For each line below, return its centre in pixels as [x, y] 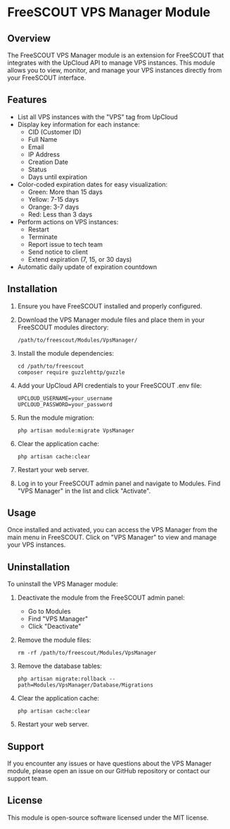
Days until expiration [58, 176]
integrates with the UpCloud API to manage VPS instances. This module [111, 63]
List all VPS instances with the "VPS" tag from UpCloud [97, 116]
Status [37, 169]
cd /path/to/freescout [51, 366]
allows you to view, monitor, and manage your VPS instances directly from [115, 70]
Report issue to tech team [65, 244]
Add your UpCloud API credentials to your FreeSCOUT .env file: [109, 385]
